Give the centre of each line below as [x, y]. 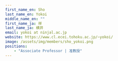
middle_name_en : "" [25, 19]
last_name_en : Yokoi [26, 14]
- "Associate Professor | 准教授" [48, 51]
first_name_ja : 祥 [24, 23]
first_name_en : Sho [25, 10]
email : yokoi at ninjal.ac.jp [36, 32]
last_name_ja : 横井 [24, 28]
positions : [16, 46]
